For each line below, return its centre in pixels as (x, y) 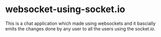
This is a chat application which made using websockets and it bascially (80, 23)
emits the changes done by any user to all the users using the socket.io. (80, 28)
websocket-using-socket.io (65, 9)
